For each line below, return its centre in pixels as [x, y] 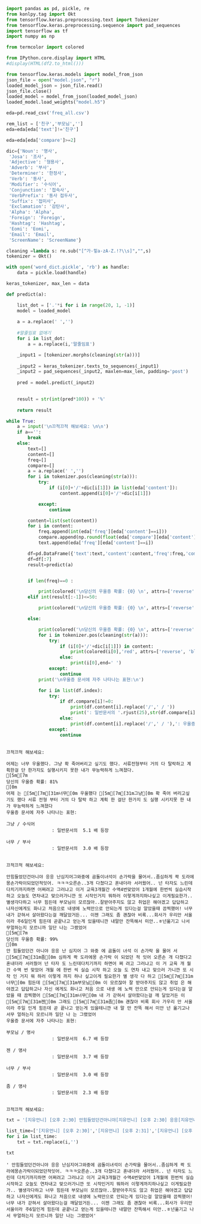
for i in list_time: [32, 1137]
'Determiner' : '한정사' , [38, 174]
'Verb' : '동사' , [28, 179]
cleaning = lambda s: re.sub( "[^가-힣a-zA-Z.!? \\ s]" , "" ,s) [79, 251]
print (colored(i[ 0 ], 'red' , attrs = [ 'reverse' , [128, 652]
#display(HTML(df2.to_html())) [45, 63]
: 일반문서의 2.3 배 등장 [80, 1093]
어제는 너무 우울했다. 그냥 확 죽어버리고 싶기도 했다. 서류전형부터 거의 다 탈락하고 [95, 764]
